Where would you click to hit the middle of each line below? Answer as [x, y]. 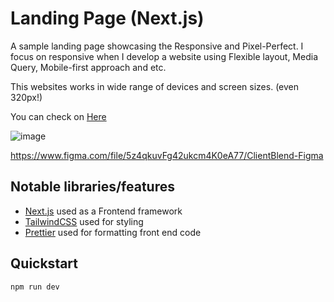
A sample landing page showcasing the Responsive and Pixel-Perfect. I [157, 46]
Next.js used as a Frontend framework [103, 211]
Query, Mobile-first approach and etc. [88, 67]
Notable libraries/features [93, 187]
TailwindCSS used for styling [84, 221]
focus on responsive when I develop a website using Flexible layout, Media [164, 56]
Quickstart [44, 263]
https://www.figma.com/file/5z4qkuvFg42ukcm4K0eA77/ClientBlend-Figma [167, 155]
